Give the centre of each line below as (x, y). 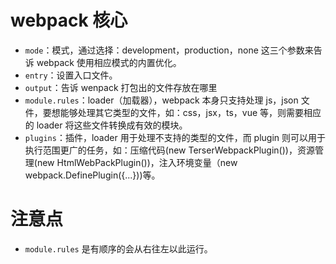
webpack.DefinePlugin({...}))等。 (92, 175)
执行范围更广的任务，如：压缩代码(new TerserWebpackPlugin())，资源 (169, 150)
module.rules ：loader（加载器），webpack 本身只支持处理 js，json (161, 100)
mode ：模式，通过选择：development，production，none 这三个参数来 (169, 50)
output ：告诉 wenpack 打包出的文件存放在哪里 (121, 87)
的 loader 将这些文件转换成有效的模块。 (106, 125)
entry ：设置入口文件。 (71, 75)
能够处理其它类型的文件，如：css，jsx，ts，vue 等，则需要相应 (190, 112)
